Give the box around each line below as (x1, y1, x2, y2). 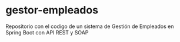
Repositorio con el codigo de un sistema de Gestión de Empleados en (5, 23, 174, 30)
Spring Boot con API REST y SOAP (5, 29, 89, 36)
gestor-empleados (5, 3, 98, 17)
